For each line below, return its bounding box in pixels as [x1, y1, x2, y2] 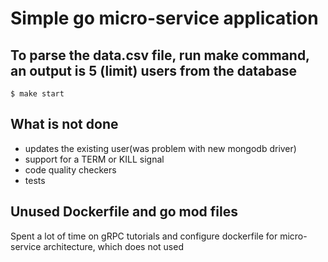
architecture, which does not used [43, 240, 184, 252]
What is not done [10, 116, 119, 133]
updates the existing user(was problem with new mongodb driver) [24, 142, 297, 154]
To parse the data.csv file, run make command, [10, 47, 310, 64]
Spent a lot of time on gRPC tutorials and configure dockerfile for [10, 230, 278, 242]
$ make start [10, 89, 65, 99]
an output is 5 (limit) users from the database [10, 62, 298, 79]
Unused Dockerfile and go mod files [10, 203, 239, 221]
